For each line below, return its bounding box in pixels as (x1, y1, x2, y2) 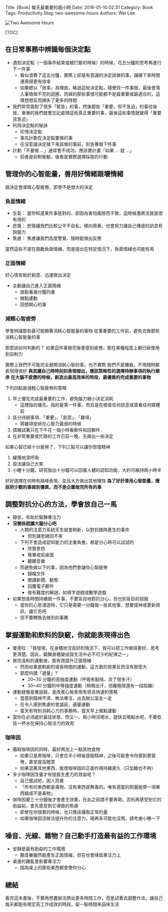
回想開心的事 (19, 302, 46, 308)
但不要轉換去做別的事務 (19, 614, 68, 621)
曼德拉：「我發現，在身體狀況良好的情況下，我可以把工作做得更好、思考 (12, 645, 159, 651)
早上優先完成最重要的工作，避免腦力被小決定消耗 (12, 396, 113, 402)
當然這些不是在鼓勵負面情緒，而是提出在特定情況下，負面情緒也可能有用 (5, 245, 154, 252)
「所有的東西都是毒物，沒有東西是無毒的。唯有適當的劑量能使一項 (19, 784, 156, 790)
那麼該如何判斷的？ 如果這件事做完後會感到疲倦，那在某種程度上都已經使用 (5, 344, 160, 350)
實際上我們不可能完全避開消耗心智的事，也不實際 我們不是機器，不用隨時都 (5, 361, 160, 367)
